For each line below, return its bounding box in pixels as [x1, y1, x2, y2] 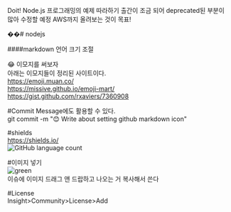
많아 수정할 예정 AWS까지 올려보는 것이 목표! [7, 15, 131, 23]
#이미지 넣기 [7, 159, 43, 166]
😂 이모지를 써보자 [7, 60, 59, 68]
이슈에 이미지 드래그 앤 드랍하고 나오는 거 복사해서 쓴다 [7, 175, 159, 183]
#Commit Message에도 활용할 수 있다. [7, 107, 116, 115]
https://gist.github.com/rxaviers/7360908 [7, 92, 129, 100]
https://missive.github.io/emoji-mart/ [7, 85, 115, 92]
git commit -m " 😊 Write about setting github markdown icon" [7, 115, 187, 123]
